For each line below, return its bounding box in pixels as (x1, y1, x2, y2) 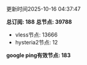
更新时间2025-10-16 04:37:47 (6, 5, 81, 12)
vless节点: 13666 (15, 31, 58, 38)
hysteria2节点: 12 (15, 39, 58, 46)
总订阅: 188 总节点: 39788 (6, 18, 72, 26)
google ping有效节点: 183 (6, 52, 71, 59)
